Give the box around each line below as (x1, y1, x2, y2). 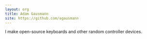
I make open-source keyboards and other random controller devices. (5, 29, 143, 35)
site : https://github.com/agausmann (5, 16, 79, 20)
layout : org (5, 7, 29, 12)
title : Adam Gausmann (5, 11, 49, 16)
